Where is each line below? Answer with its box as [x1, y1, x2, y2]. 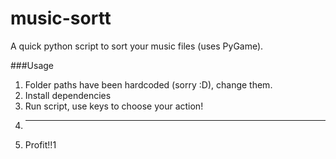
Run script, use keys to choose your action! [24, 100, 204, 112]
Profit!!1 [24, 138, 57, 151]
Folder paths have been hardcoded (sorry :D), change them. [24, 78, 273, 91]
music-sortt [10, 7, 112, 30]
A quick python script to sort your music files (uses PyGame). [10, 40, 264, 52]
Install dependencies [24, 89, 112, 101]
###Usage [10, 59, 55, 71]
